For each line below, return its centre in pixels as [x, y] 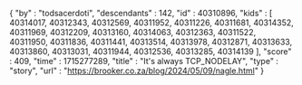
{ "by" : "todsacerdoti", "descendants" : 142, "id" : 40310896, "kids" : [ [141, 13]
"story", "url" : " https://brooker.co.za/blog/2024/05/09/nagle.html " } [137, 71]
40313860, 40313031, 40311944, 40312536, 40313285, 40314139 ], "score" [151, 52]
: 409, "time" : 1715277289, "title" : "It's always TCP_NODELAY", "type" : [144, 61]
